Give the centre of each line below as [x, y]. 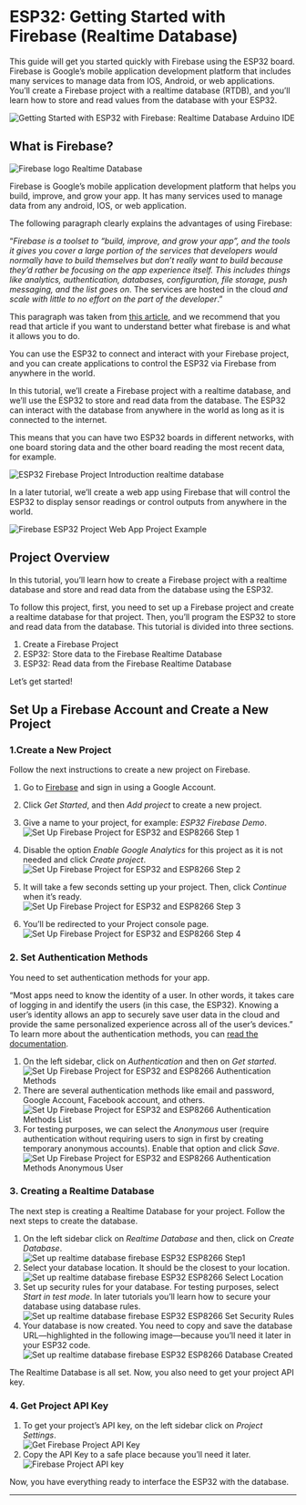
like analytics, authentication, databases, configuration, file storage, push [148, 279]
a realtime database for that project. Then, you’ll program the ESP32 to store [153, 616]
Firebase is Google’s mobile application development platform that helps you [153, 186]
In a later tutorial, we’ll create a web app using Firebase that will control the [150, 492]
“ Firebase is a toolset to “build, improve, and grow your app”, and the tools [150, 241]
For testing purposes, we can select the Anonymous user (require [146, 1129]
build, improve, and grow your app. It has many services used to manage [146, 196]
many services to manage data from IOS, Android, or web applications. [142, 80]
